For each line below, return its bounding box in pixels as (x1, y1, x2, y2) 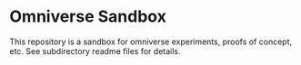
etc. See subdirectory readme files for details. (9, 45, 181, 56)
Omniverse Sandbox (9, 6, 166, 27)
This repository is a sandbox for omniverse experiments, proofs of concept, (9, 36, 293, 47)
